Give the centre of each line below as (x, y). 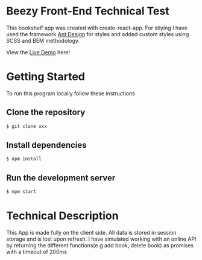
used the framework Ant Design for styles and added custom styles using (98, 34)
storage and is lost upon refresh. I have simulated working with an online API (101, 239)
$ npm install (24, 159)
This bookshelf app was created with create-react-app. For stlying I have (97, 28)
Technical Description (62, 216)
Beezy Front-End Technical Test (88, 11)
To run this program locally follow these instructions (71, 93)
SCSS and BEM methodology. (43, 40)
